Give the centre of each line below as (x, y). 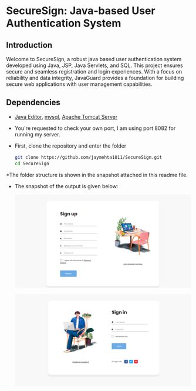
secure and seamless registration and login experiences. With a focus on (94, 71)
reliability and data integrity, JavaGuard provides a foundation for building (95, 78)
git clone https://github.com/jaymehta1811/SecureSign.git (88, 157)
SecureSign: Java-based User (81, 11)
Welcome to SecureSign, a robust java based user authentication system (94, 59)
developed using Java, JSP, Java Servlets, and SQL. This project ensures (94, 65)
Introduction (29, 45)
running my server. (37, 134)
